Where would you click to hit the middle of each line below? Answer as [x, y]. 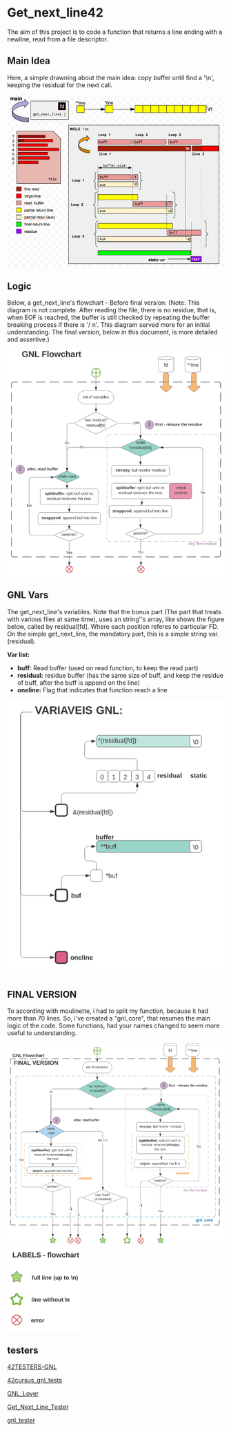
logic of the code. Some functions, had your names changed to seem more [113, 1025]
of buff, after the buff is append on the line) [78, 683]
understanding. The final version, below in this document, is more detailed [113, 332]
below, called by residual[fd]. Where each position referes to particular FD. [113, 626]
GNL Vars [28, 595]
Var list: [19, 654]
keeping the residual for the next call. [60, 85]
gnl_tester [21, 1421]
